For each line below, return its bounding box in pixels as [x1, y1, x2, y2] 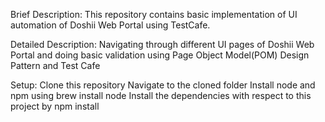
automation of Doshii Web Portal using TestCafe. [10, 19, 211, 31]
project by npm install [10, 100, 100, 112]
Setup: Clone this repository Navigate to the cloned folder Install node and [10, 79, 316, 91]
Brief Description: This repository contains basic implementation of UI [10, 9, 298, 20]
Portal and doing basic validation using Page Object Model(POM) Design [10, 49, 310, 61]
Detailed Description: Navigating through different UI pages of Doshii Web [10, 39, 315, 50]
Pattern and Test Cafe [10, 60, 101, 71]
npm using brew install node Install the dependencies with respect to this [10, 90, 312, 101]
